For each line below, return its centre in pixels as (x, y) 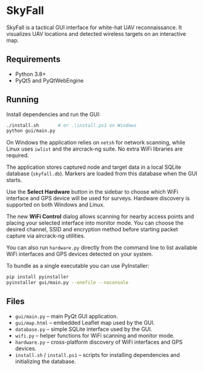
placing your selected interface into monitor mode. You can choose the (95, 223)
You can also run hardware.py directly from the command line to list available (102, 248)
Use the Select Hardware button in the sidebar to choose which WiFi (92, 192)
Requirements (33, 59)
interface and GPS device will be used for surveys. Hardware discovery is (98, 199)
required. (18, 155)
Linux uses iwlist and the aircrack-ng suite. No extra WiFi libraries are (95, 149)
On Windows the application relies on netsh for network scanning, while (96, 143)
